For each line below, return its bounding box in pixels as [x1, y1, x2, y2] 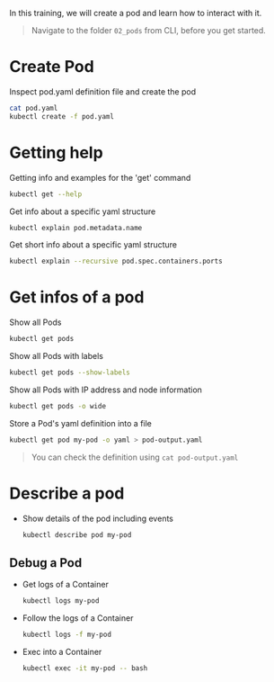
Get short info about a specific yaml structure [9, 239, 178, 250]
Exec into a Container [22, 647, 102, 658]
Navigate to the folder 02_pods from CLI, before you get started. [31, 25, 267, 35]
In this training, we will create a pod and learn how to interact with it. [9, 8, 262, 18]
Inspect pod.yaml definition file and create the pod [9, 85, 196, 97]
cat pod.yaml [9, 103, 58, 112]
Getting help [9, 142, 103, 163]
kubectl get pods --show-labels [9, 368, 130, 377]
